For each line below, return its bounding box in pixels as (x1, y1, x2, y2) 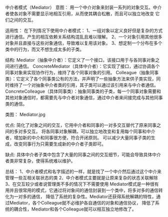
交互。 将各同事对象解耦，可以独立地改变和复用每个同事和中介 (26, 128, 155, 134)
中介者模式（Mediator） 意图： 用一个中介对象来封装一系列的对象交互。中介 (5, 5, 162, 10)
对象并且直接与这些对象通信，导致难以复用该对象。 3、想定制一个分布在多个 (5, 40, 162, 46)
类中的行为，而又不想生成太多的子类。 (5, 47, 84, 52)
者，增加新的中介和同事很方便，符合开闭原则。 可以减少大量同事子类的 (5, 135, 151, 140)
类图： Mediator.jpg (5, 112, 46, 117)
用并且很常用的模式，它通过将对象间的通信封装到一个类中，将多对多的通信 (5, 187, 158, 193)
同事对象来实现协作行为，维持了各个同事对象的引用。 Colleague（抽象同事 (5, 70, 159, 75)
